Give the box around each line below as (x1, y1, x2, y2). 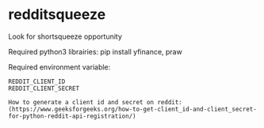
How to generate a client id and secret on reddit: (8, 98, 182, 106)
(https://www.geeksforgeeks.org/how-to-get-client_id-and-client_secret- (8, 105, 258, 113)
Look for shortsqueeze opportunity (8, 32, 123, 41)
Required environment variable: (8, 62, 111, 72)
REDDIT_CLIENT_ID (8, 77, 66, 85)
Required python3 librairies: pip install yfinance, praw (8, 47, 182, 56)
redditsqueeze (8, 6, 106, 24)
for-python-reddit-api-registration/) (8, 112, 136, 120)
